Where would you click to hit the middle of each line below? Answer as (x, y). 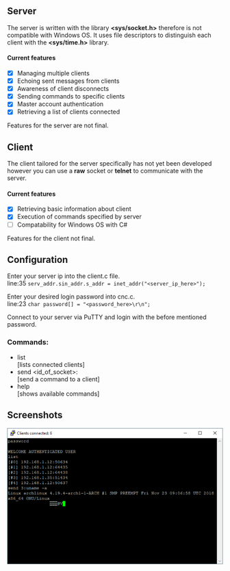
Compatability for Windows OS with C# (72, 225)
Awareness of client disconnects (63, 89)
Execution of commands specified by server (79, 217)
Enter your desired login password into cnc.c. (71, 296)
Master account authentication (60, 104)
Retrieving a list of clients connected (68, 112)
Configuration (38, 259)
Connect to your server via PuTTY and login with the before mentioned (107, 317)
